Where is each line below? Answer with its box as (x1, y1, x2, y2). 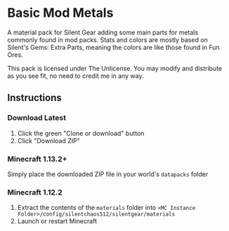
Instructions (7, 92, 62, 104)
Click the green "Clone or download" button (17, 128, 145, 138)
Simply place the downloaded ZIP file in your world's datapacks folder (7, 170, 209, 178)
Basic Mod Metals (7, 5, 114, 21)
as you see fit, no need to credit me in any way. (7, 72, 144, 80)
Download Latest (7, 113, 67, 123)
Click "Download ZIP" (17, 136, 81, 145)
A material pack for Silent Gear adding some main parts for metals (7, 28, 199, 37)
